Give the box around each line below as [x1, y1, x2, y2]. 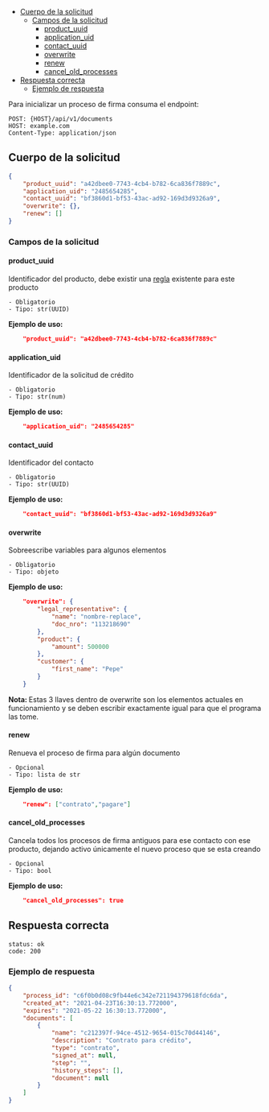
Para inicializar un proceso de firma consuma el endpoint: [8, 100, 199, 109]
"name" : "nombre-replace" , [51, 613, 142, 621]
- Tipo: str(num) [8, 393, 67, 401]
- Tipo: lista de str [8, 771, 81, 779]
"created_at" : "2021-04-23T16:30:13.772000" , [22, 998, 178, 1007]
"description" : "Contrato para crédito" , [51, 1036, 193, 1045]
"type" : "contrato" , [51, 1044, 120, 1052]
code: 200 [8, 947, 42, 955]
